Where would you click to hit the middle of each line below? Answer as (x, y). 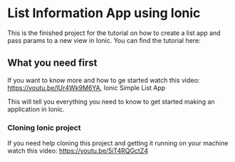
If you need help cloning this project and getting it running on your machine (118, 143)
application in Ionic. (36, 109)
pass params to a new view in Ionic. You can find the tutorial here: (104, 40)
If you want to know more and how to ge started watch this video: (104, 80)
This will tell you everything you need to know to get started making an (111, 101)
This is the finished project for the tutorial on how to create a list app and (114, 33)
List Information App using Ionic (104, 13)
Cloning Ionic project (44, 128)
